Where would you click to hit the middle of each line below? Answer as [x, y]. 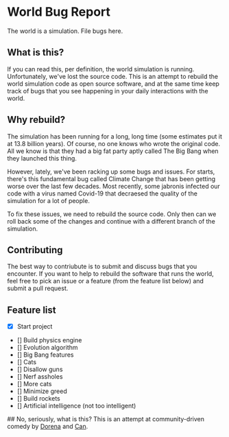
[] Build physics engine [49, 340]
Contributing [35, 250]
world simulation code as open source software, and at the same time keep [113, 84]
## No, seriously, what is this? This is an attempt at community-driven [106, 419]
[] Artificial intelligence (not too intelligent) [76, 406]
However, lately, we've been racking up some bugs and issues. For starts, [111, 172]
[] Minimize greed [42, 391]
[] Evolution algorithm [47, 348]
